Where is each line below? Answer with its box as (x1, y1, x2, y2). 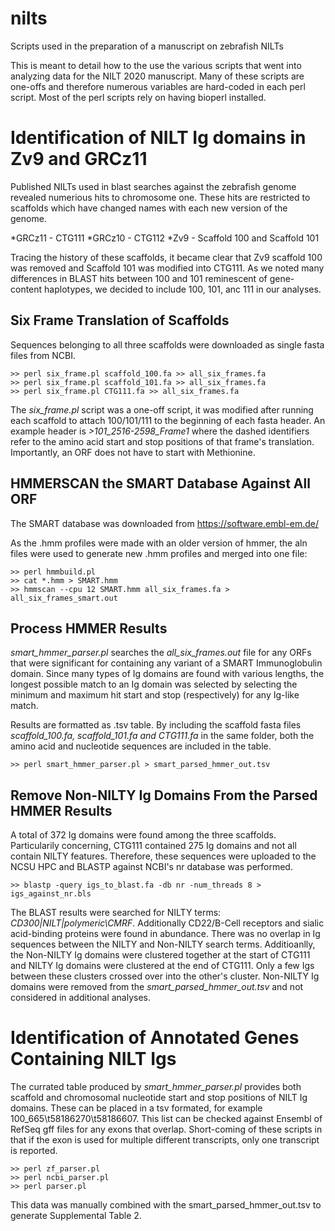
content (10, 283, 43, 295)
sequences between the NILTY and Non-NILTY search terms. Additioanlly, (10, 938, 316, 951)
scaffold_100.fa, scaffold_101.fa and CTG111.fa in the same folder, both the (10, 730, 315, 742)
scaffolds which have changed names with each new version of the (10, 202, 288, 214)
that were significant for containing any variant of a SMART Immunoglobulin (10, 657, 323, 669)
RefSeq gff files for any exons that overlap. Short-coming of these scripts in (10, 1123, 323, 1136)
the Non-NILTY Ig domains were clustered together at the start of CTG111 (10, 949, 311, 961)
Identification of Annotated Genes (10, 1027, 300, 1049)
